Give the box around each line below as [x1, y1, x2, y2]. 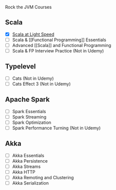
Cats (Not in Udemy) [12, 75, 54, 81]
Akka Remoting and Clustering [12, 175, 74, 181]
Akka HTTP [12, 169, 36, 175]
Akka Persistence [12, 158, 48, 164]
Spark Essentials [12, 108, 46, 114]
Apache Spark [5, 95, 50, 104]
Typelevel [5, 62, 36, 71]
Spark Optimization [12, 119, 52, 125]
